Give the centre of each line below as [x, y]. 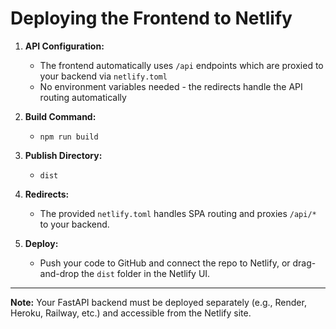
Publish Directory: [63, 155]
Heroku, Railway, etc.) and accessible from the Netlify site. [131, 313]
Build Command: [60, 116]
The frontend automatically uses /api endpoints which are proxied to [181, 65]
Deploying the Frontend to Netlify [151, 18]
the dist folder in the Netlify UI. [146, 273]
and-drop [59, 273]
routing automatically [83, 97]
